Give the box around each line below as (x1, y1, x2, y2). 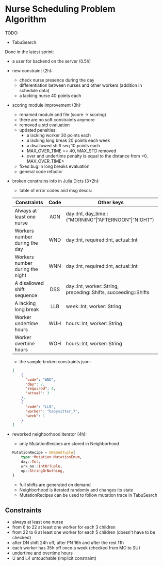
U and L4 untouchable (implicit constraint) (12, 555, 97, 561)
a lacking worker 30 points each (26, 132, 91, 138)
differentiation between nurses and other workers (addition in (19, 82, 142, 88)
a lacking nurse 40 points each (19, 93, 81, 98)
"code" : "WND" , (25, 377, 56, 382)
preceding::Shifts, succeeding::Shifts (65, 289, 149, 295)
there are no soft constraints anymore (19, 117, 95, 122)
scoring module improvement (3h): (12, 102, 81, 108)
